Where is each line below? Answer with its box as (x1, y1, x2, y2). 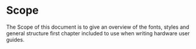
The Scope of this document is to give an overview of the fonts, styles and (6, 23, 189, 30)
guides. (6, 36, 25, 43)
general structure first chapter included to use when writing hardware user (6, 29, 190, 36)
